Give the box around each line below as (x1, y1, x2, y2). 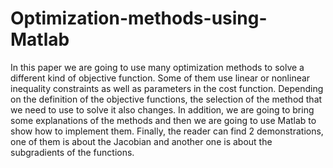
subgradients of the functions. (10, 146, 135, 158)
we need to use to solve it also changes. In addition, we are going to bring (10, 103, 315, 116)
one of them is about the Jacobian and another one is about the (10, 135, 273, 147)
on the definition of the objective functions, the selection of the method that (10, 93, 323, 105)
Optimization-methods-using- (10, 7, 268, 30)
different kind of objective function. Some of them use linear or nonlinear (10, 72, 311, 84)
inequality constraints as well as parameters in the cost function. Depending (10, 82, 324, 94)
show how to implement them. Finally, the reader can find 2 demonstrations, (10, 125, 324, 137)
